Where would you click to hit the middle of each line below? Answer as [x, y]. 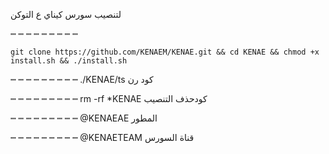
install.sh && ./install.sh [69, 61]
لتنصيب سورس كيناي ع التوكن [66, 14]
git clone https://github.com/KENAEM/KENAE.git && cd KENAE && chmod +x [165, 52]
